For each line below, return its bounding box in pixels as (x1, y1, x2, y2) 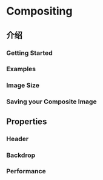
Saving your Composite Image (6, 97, 97, 106)
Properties (6, 116, 47, 126)
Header (6, 134, 29, 143)
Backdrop (6, 151, 35, 159)
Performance (6, 167, 47, 176)
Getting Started (6, 49, 53, 57)
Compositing (6, 4, 73, 18)
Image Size (6, 81, 39, 89)
